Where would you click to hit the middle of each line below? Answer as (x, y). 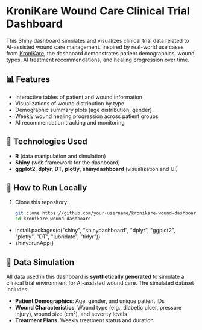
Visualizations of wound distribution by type (70, 103)
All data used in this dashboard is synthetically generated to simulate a (95, 276)
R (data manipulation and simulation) (61, 156)
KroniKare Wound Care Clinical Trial (98, 11)
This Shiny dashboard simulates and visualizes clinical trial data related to (98, 40)
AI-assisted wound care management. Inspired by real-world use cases (95, 47)
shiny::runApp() (34, 243)
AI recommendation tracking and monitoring (70, 122)
